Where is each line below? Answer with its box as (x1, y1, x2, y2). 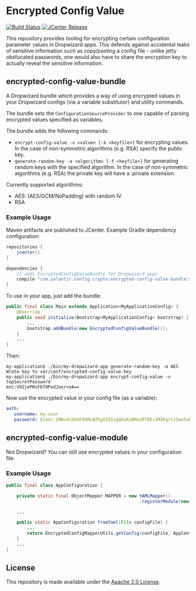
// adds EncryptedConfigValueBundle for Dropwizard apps (16, 271, 158, 277)
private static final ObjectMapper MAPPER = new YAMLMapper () (16, 493, 171, 499)
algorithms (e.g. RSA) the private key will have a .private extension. (14, 170, 176, 177)
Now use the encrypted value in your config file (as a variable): (6, 394, 157, 401)
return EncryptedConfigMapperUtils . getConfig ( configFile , (27, 531, 171, 537)
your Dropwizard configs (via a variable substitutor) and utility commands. (6, 98, 184, 105)
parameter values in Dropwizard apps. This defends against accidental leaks (6, 41, 190, 48)
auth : (6, 406, 19, 412)
